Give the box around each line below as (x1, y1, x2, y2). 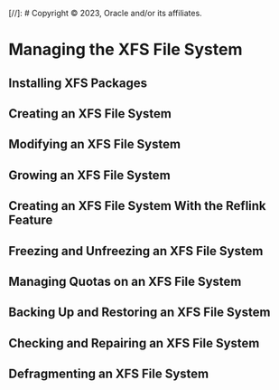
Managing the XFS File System (8, 40, 243, 60)
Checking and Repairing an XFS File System (8, 335, 260, 351)
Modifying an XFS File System (8, 137, 181, 152)
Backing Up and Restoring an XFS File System (8, 305, 271, 320)
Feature (8, 213, 53, 228)
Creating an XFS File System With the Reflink (8, 198, 267, 214)
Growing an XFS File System (8, 167, 171, 183)
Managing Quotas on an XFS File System (8, 273, 242, 289)
